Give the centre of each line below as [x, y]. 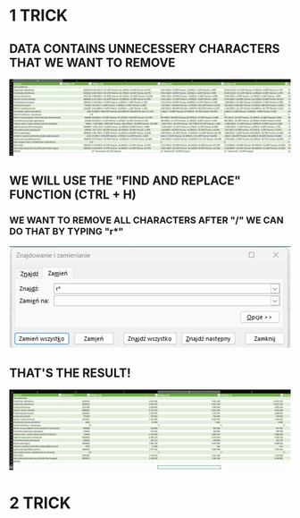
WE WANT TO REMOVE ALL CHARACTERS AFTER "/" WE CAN [146, 220]
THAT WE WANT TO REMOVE [92, 62]
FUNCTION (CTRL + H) [73, 195]
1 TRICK [39, 16]
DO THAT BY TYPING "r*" [67, 232]
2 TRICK [40, 503]
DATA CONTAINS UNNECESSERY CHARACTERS [145, 49]
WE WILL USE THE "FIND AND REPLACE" [125, 181]
